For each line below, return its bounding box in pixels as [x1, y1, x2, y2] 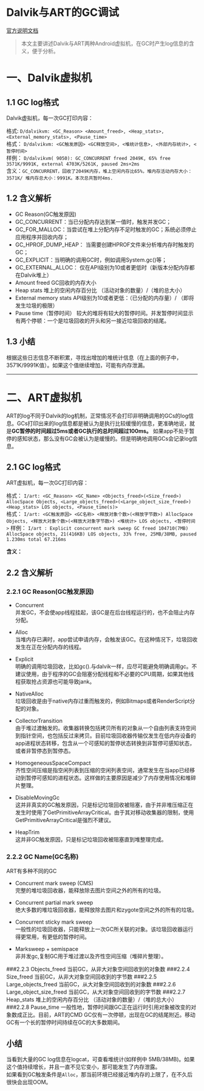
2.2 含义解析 [6, 567, 53, 578]
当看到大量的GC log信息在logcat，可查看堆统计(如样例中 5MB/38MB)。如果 [6, 1056, 195, 1063]
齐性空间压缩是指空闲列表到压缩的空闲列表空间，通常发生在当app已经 [15, 767, 190, 773]
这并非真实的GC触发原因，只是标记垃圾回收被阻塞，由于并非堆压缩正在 [15, 801, 194, 808]
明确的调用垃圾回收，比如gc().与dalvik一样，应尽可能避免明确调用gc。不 [15, 663, 197, 670]
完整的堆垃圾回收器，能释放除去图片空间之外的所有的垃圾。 [15, 887, 165, 894]
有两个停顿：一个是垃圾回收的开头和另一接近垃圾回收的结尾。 [15, 317, 170, 324]
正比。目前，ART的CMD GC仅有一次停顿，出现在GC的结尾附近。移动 [22, 1011, 195, 1019]
